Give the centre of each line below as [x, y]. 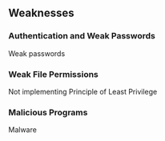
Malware [23, 130]
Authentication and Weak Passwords [82, 36]
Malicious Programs [48, 112]
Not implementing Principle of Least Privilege [83, 91]
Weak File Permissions [53, 74]
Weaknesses [41, 13]
